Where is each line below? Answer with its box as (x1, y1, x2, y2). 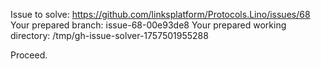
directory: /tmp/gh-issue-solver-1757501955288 (10, 30, 209, 41)
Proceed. (10, 49, 48, 61)
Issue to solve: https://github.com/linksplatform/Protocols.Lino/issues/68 (10, 9, 311, 20)
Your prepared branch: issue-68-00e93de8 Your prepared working (10, 19, 287, 31)
